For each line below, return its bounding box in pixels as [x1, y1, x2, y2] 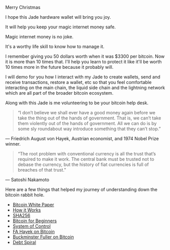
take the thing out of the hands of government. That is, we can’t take [17, 115, 161, 121]
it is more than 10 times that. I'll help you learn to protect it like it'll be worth [5, 59, 162, 65]
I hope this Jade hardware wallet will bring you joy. [5, 14, 111, 20]
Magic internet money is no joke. [5, 34, 74, 39]
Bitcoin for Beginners [12, 218, 57, 224]
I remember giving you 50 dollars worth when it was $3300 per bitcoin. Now [5, 53, 165, 59]
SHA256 [12, 213, 30, 218]
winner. [5, 141, 21, 147]
